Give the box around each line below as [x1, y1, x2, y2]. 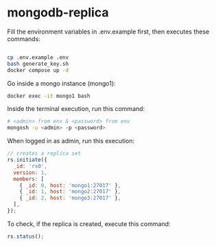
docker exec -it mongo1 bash [7, 93, 91, 99]
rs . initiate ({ [7, 156, 48, 164]
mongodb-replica [7, 5, 109, 21]
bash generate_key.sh [7, 60, 69, 67]
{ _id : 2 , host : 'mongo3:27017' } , [19, 195, 121, 201]
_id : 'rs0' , [13, 162, 48, 169]
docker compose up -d [7, 66, 69, 73]
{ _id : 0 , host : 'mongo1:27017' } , [19, 182, 121, 189]
